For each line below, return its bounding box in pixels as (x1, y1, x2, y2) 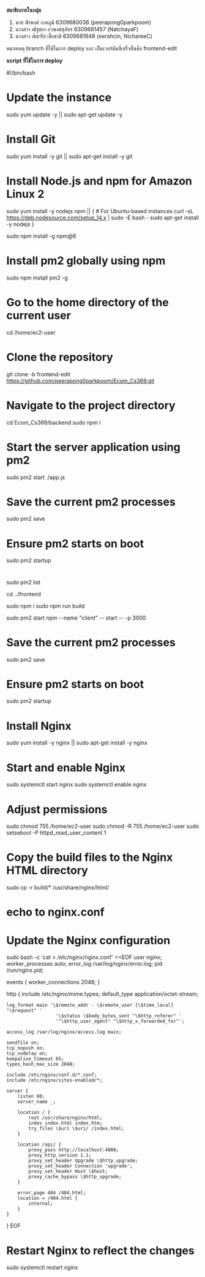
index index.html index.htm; (28, 1120, 103, 1126)
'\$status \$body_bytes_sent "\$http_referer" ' (55, 1013, 182, 1019)
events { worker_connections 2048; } (6, 979, 100, 986)
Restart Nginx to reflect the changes (6, 1243, 195, 1257)
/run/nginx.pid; (6, 966, 44, 974)
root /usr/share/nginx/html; (28, 1115, 103, 1121)
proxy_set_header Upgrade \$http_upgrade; (28, 1158, 138, 1164)
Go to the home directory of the (6, 295, 170, 309)
